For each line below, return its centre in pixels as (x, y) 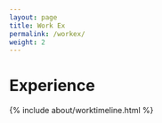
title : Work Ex (37, 26)
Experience (52, 86)
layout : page (33, 17)
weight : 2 (28, 42)
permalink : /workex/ (48, 34)
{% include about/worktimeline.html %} (81, 111)
